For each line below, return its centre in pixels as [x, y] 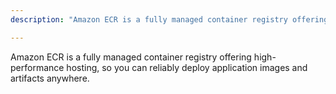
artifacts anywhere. [50, 78]
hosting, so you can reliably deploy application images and [187, 67]
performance [37, 67]
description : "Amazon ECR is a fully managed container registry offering [169, 19]
